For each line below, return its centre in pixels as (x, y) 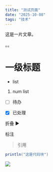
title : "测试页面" (23, 10)
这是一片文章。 (20, 34)
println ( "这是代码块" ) (27, 155)
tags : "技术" (18, 19)
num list (20, 92)
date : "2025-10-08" (25, 15)
